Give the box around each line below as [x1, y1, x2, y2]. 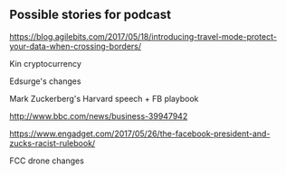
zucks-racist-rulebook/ [9, 137, 96, 148]
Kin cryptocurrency [9, 58, 81, 69]
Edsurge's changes [9, 76, 81, 87]
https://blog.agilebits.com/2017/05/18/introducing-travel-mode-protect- [9, 31, 278, 41]
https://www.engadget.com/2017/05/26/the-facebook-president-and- [9, 128, 271, 139]
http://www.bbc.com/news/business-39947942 [9, 110, 188, 121]
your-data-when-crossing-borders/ [9, 41, 142, 51]
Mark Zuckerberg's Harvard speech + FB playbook [9, 93, 199, 104]
